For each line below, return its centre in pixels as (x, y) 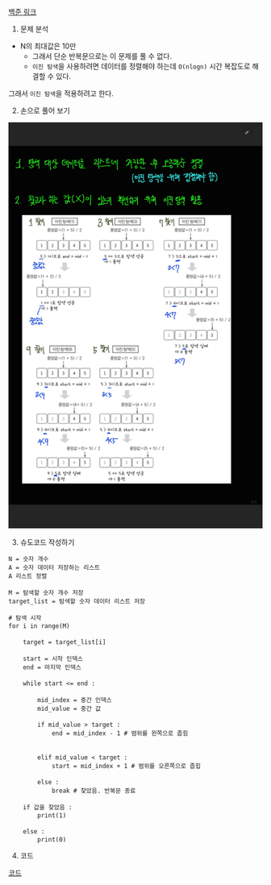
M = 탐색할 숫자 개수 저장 (46, 593)
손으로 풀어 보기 (45, 110)
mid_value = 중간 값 (69, 709)
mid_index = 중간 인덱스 (75, 700)
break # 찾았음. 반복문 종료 (94, 791)
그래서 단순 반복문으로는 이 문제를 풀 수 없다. (102, 56)
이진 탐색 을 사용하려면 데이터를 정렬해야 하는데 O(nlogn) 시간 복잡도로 (141, 66)
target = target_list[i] (65, 642)
